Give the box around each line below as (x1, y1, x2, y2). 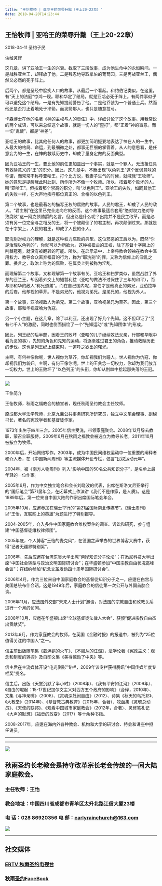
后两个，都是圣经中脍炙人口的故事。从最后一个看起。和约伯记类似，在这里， (5, 88, 157, 94)
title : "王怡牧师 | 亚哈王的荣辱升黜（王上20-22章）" (5, 7, 103, 12)
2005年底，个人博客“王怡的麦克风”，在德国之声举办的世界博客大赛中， (5, 538, 146, 544)
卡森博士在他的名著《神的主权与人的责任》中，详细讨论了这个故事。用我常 (5, 116, 153, 122)
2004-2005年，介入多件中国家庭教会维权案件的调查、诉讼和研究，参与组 (5, 521, 150, 527)
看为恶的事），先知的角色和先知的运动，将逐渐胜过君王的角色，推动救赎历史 (5, 338, 155, 344)
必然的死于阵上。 (13, 77, 47, 83)
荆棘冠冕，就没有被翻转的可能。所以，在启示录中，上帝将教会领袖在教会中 (5, 248, 153, 254)
